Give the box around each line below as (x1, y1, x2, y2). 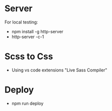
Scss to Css (4, 51, 53, 62)
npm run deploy (11, 100, 44, 106)
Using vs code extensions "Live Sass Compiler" (11, 67, 108, 73)
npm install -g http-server (11, 28, 64, 34)
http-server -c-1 (11, 34, 44, 40)
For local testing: (4, 19, 38, 25)
